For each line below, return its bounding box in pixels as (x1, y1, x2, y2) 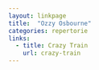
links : (8, 34, 31, 43)
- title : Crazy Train (15, 42, 89, 50)
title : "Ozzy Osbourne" (8, 19, 92, 27)
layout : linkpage (8, 11, 67, 20)
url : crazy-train (23, 49, 81, 57)
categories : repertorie (8, 27, 89, 35)
